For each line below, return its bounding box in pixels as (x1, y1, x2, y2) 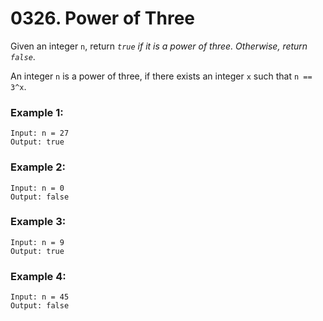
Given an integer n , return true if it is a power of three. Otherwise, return (10, 40, 308, 52)
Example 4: (10, 269, 67, 283)
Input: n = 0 (10, 183, 65, 193)
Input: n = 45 (10, 292, 70, 302)
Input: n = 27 (10, 128, 70, 139)
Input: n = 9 (10, 237, 65, 247)
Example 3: (10, 215, 67, 229)
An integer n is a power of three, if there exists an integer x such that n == (10, 70, 313, 82)
